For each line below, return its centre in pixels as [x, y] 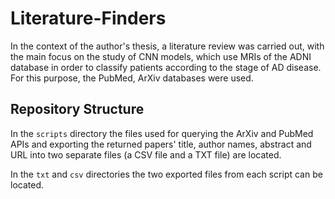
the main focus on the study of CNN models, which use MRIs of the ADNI [161, 56]
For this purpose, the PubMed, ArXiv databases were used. [132, 78]
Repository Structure [77, 109]
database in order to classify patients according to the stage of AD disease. [166, 67]
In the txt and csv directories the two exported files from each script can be [166, 174]
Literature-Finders [88, 18]
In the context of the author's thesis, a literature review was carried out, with [167, 46]
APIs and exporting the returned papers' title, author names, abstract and [161, 144]
